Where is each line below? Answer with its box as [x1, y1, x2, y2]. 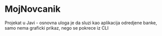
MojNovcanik [4, 3, 61, 15]
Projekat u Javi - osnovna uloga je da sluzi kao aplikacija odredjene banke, [4, 20, 158, 26]
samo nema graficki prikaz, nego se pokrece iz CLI [4, 25, 109, 31]
